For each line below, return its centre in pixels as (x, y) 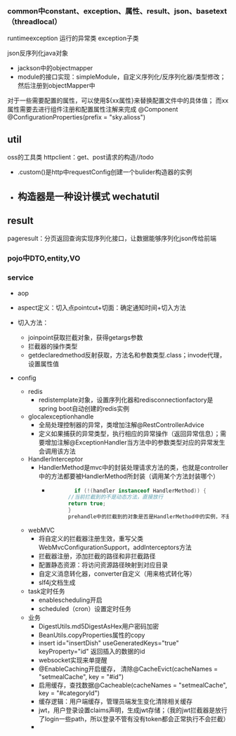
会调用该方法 (57, 451)
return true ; (87, 504)
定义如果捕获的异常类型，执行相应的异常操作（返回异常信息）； (129, 433)
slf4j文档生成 (57, 582)
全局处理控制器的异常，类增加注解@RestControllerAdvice (122, 425)
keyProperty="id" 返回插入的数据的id (92, 651)
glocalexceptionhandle (61, 416)
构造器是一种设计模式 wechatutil (88, 196)
